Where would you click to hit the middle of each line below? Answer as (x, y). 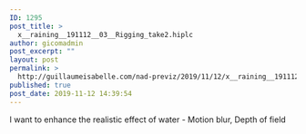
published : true (40, 85)
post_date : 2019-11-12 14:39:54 (71, 93)
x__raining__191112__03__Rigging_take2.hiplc (106, 34)
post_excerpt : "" (42, 52)
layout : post (34, 60)
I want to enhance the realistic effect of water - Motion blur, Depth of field (148, 120)
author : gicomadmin (46, 43)
